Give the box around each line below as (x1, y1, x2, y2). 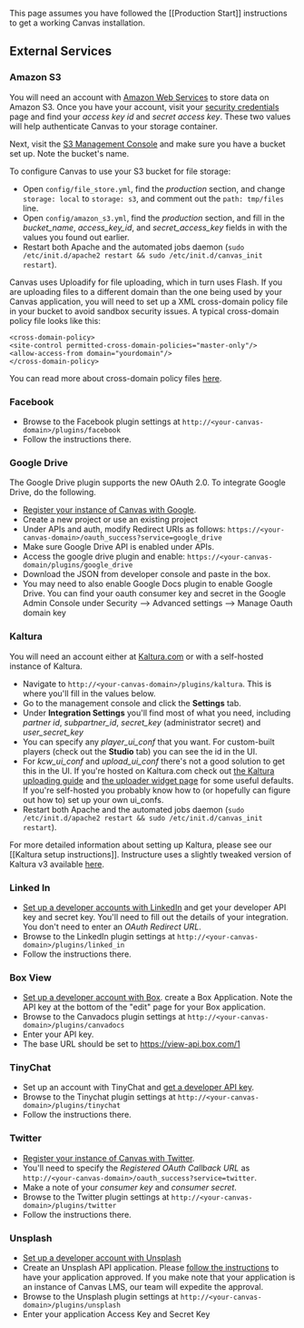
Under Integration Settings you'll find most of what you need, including (22, 707, 291, 718)
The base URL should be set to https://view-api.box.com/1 (22, 1039, 240, 1049)
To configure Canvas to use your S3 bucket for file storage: (9, 166, 231, 177)
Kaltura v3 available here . (9, 858, 104, 869)
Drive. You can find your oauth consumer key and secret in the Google (22, 588, 286, 599)
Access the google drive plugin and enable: (22, 551, 186, 563)
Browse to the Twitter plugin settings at (22, 1191, 170, 1202)
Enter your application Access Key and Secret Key (22, 1309, 211, 1320)
